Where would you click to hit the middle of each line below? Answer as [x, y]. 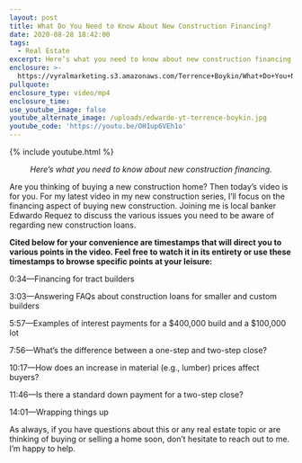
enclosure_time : [40, 101]
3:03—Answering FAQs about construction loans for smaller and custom [143, 296]
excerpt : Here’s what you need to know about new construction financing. [152, 59]
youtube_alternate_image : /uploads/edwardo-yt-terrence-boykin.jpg [138, 118]
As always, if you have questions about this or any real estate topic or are [145, 429]
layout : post [34, 18]
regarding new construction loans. [73, 225]
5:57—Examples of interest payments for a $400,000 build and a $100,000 [148, 323]
